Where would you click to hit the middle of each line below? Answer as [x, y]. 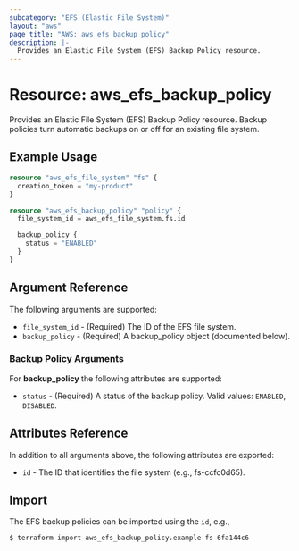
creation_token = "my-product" [75, 186]
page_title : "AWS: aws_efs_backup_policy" [89, 34]
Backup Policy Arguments [67, 359]
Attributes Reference [69, 434]
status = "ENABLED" [62, 243]
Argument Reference [69, 288]
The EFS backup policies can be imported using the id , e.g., [120, 522]
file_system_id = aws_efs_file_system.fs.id [101, 219]
